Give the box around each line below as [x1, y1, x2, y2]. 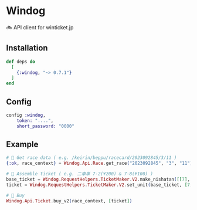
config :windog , [6, 112, 46, 118]
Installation [6, 43, 48, 53]
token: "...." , [16, 117, 54, 124]
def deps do [6, 59, 35, 65]
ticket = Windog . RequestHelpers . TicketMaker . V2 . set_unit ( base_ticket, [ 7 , [6, 182, 193, 188]
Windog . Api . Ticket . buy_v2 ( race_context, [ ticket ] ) [6, 198, 133, 204]
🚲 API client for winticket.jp [6, 23, 74, 31]
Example [6, 139, 39, 149]
